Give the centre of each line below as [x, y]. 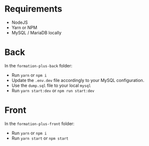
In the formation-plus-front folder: [39, 123]
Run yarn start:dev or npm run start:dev [53, 90]
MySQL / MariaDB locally [36, 32]
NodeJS [20, 22]
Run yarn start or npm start [40, 138]
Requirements [33, 9]
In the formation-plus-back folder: [38, 65]
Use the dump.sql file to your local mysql [51, 85]
